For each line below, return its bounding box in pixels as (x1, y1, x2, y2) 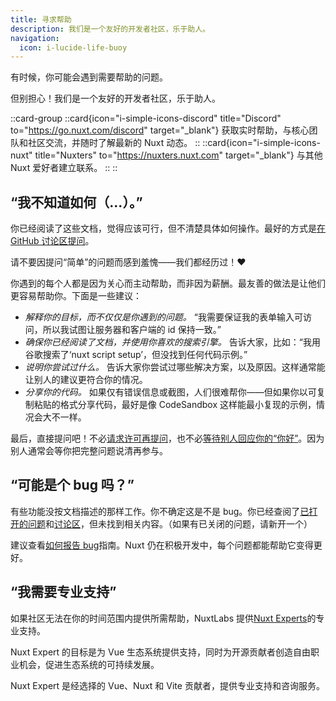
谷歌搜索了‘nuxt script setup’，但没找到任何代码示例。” (24, 349, 248, 361)
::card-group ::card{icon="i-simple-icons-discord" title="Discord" (10, 112, 282, 125)
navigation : (10, 33, 60, 43)
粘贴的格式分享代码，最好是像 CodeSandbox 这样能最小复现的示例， (33, 399, 317, 411)
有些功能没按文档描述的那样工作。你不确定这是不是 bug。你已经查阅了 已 (10, 505, 310, 517)
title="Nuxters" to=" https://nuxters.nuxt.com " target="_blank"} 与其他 (34, 149, 323, 161)
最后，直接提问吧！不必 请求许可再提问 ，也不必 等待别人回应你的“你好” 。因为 (10, 432, 325, 445)
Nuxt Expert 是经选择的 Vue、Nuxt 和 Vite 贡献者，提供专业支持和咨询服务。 (10, 679, 325, 691)
